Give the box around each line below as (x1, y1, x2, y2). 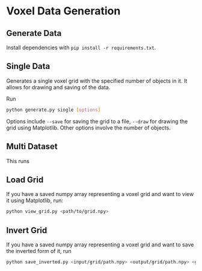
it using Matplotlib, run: (6, 197, 63, 204)
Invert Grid (6, 225, 47, 235)
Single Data (6, 61, 50, 71)
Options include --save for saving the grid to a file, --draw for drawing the (6, 118, 188, 125)
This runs (6, 157, 30, 164)
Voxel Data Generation (6, 4, 121, 18)
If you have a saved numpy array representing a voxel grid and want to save (6, 241, 194, 248)
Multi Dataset (6, 141, 58, 152)
